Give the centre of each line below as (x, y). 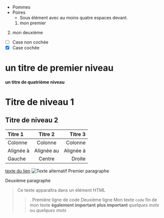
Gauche (17, 159)
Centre (47, 159)
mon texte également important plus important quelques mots (94, 205)
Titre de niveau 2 (32, 120)
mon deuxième (27, 32)
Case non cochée (30, 42)
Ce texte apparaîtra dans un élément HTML (61, 190)
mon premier (33, 23)
